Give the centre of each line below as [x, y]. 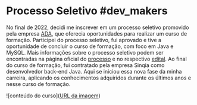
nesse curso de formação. [38, 84]
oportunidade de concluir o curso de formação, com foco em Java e [90, 46]
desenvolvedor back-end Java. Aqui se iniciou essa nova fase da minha [94, 71]
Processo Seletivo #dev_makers [87, 11]
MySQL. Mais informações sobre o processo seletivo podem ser [85, 52]
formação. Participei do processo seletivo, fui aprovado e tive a [84, 40]
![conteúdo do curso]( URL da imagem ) [54, 96]
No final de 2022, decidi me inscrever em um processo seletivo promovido [98, 27]
